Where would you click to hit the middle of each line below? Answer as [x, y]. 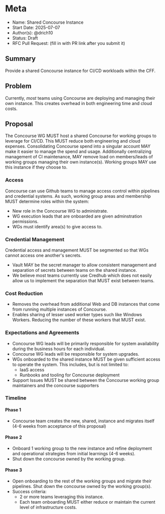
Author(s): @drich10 [33, 33]
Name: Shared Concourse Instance [48, 22]
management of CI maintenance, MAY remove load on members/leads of [79, 157]
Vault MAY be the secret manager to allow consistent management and [84, 265]
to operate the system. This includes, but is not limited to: [70, 364]
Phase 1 [13, 410]
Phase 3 [14, 470]
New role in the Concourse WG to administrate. [60, 211]
